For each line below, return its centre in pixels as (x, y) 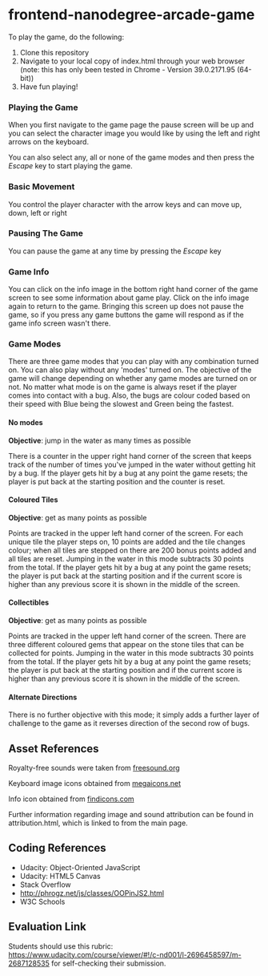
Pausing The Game (46, 233)
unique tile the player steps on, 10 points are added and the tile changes (127, 541)
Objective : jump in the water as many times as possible (100, 440)
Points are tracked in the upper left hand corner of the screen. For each (126, 533)
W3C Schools (42, 901)
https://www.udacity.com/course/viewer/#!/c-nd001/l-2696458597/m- (125, 954)
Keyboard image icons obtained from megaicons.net (95, 784)
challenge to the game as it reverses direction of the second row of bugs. (129, 723)
